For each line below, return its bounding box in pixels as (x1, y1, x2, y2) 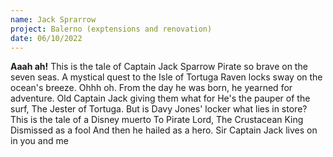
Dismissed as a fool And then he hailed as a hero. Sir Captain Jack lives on (10, 124, 318, 136)
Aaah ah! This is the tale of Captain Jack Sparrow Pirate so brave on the (10, 61, 308, 73)
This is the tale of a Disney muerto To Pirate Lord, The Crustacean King (10, 114, 304, 126)
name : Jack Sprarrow (10, 14, 97, 25)
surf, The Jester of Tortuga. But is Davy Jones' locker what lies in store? (10, 103, 308, 115)
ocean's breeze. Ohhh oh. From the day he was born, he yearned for (10, 82, 293, 94)
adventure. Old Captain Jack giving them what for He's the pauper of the (10, 92, 311, 105)
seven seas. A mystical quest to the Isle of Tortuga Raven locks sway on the (10, 71, 323, 83)
